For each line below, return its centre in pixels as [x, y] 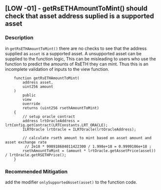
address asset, [38, 82]
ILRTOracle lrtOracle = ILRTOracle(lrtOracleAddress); [80, 129]
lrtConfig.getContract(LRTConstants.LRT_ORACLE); [57, 125]
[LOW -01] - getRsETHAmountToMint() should [76, 9]
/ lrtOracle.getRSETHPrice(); [36, 155]
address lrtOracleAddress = [51, 121]
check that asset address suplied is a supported [80, 16]
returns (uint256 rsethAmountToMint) [61, 108]
